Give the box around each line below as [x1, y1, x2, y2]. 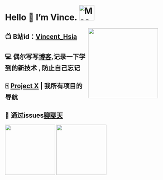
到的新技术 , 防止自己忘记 [5, 64, 81, 72]
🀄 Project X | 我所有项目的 [5, 82, 82, 90]
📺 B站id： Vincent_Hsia [5, 32, 77, 41]
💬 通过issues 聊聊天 [5, 111, 63, 119]
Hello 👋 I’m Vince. [5, 12, 78, 23]
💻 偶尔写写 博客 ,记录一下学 [5, 53, 86, 61]
